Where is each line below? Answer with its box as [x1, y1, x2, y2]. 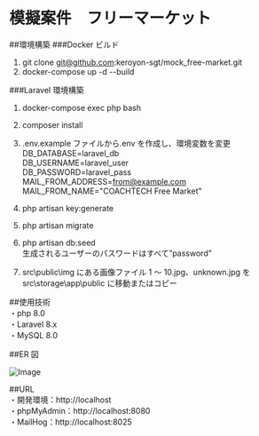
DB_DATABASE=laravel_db [21, 147, 120, 158]
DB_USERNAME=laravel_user [21, 157, 129, 168]
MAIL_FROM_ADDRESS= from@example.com [21, 176, 187, 186]
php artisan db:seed [21, 237, 96, 248]
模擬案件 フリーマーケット [9, 8, 212, 28]
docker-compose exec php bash [21, 102, 142, 113]
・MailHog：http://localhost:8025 [9, 416, 132, 427]
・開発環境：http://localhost [9, 394, 112, 405]
